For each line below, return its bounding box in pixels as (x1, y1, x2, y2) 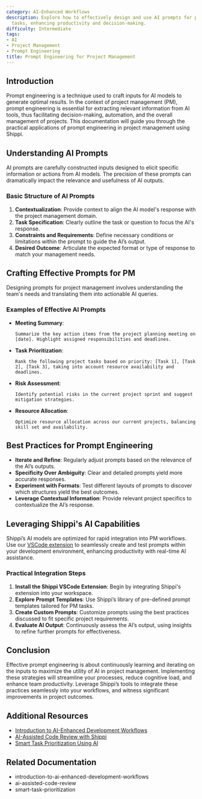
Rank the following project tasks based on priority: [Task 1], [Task (14, 358, 196, 364)
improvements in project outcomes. (6, 693, 94, 701)
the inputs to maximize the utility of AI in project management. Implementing (6, 667, 195, 675)
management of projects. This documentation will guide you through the (6, 118, 185, 125)
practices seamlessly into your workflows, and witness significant (6, 687, 170, 694)
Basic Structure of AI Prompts (6, 192, 95, 200)
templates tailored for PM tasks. (14, 602, 94, 610)
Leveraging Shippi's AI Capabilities (6, 518, 140, 529)
